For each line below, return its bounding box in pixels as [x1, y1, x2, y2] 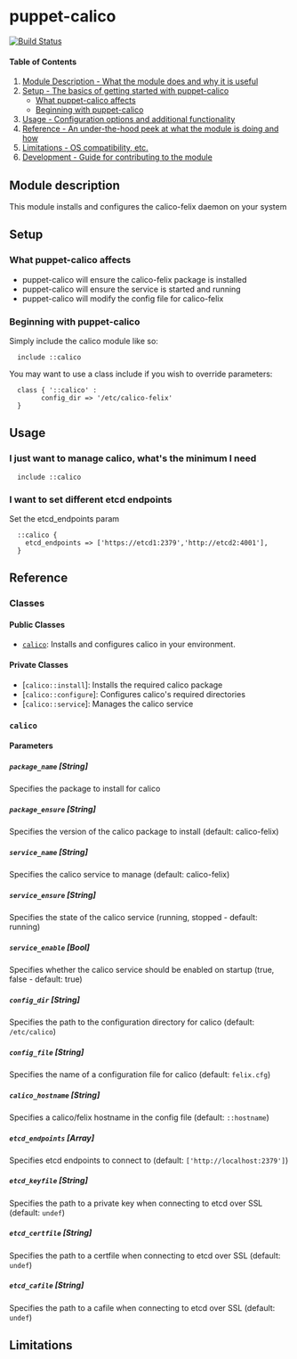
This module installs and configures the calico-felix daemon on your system [9, 201, 287, 211]
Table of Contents [9, 56, 77, 67]
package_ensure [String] [9, 803, 96, 814]
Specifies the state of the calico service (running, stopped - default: [9, 912, 258, 923]
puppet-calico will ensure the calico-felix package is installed [21, 274, 247, 284]
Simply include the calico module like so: [9, 335, 158, 346]
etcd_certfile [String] [9, 1228, 92, 1239]
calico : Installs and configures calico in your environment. [21, 639, 236, 650]
